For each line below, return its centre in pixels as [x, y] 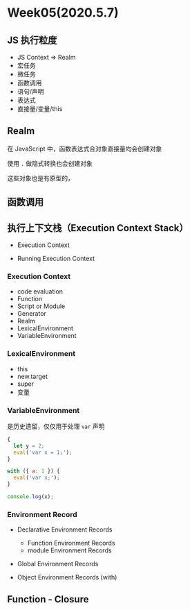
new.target [32, 376]
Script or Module [41, 306]
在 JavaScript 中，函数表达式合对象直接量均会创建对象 [85, 149]
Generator [32, 314]
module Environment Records [69, 550]
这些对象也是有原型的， [40, 178]
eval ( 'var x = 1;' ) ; [43, 452]
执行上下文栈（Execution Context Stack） [98, 228]
